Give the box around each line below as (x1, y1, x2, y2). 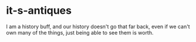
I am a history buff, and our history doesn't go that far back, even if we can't (6, 23, 190, 30)
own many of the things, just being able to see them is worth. (6, 29, 154, 36)
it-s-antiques (6, 4, 72, 17)
